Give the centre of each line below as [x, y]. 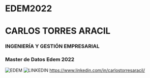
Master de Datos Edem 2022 [40, 59]
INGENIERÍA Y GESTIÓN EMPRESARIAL [52, 46]
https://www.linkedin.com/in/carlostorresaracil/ [97, 70]
